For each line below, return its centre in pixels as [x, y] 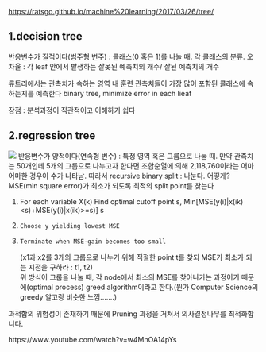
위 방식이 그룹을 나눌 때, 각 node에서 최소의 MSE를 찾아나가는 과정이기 [129, 277]
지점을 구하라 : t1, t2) [61, 267]
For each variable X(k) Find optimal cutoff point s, [101, 201]
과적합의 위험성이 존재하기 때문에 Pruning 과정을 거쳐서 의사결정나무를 [118, 314]
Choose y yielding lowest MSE [70, 226]
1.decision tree [45, 36]
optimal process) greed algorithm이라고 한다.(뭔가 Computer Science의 [144, 287]
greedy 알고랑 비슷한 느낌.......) [68, 296]
